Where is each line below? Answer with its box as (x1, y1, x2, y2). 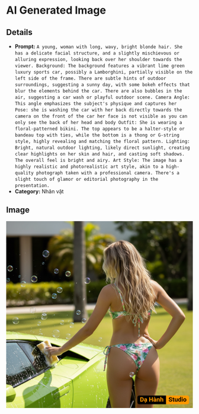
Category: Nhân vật (14, 188, 64, 195)
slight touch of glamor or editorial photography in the (14, 176, 159, 182)
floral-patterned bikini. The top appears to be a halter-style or (14, 126, 185, 132)
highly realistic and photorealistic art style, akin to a (14, 164, 164, 170)
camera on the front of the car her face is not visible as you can (14, 113, 188, 119)
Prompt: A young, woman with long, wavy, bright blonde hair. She (14, 43, 182, 50)
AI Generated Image (6, 4, 107, 17)
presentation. (14, 183, 50, 189)
